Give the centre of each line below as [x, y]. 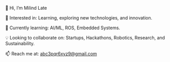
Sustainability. [20, 43]
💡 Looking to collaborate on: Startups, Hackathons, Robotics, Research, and [85, 38]
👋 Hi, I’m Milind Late [26, 8]
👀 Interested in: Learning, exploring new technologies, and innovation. [79, 18]
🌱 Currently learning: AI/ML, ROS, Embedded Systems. [63, 28]
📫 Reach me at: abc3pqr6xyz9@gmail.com [51, 54]
